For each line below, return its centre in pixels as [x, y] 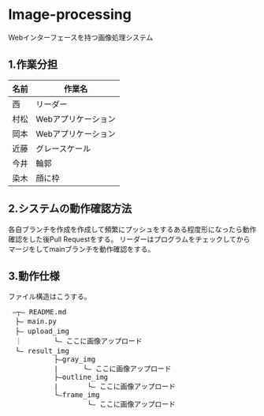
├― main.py [36, 322]
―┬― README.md [39, 312]
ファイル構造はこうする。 [50, 297]
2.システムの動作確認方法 [70, 209]
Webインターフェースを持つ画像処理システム [81, 37]
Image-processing [70, 15]
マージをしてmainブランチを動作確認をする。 [82, 249]
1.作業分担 [33, 65]
